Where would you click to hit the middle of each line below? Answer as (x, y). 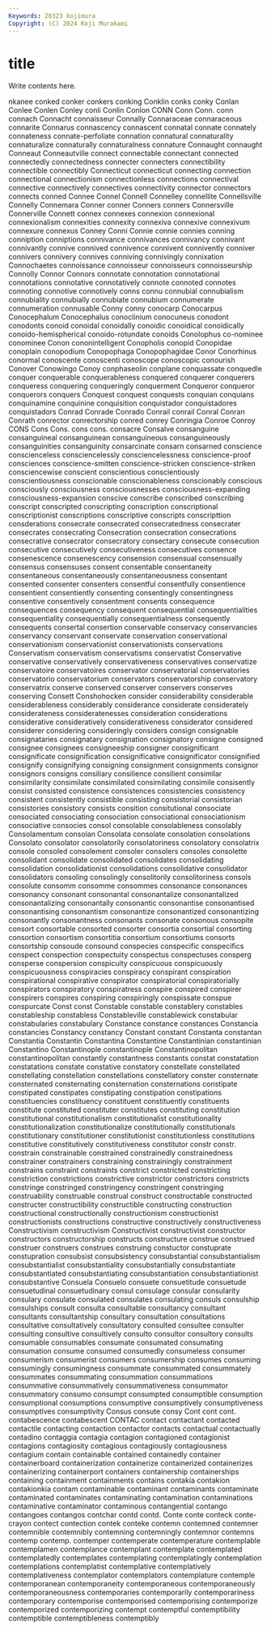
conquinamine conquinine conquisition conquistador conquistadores (123, 403)
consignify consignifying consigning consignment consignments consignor (133, 765)
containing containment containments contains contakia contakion (119, 1480)
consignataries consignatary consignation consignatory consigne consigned (136, 740)
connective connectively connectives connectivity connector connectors (130, 188)
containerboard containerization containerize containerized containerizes (131, 1463)
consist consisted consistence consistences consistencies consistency (127, 791)
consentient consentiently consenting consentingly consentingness (121, 593)
